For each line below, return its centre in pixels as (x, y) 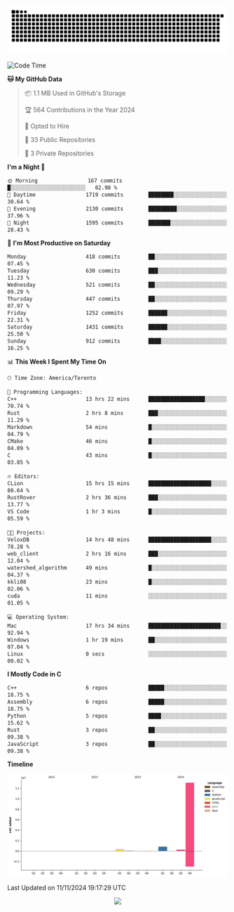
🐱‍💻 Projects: (26, 532)
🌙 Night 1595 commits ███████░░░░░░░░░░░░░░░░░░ (117, 223)
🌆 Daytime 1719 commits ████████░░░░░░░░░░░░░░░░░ (117, 195)
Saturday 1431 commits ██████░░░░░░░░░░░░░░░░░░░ (117, 327)
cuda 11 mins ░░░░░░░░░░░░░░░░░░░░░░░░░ (117, 596)
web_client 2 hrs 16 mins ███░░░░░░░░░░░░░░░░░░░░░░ (117, 553)
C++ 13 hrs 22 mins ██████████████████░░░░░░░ (117, 399)
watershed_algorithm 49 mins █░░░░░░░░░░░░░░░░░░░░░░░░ (117, 567)
